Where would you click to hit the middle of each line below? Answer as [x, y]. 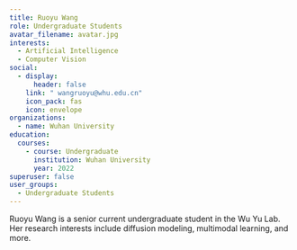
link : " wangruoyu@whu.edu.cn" [84, 93]
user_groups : [34, 185]
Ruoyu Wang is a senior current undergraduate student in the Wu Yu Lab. [145, 219]
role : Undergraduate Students [66, 26]
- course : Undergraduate [72, 151]
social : [24, 68]
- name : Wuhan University [66, 127]
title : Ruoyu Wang [44, 18]
